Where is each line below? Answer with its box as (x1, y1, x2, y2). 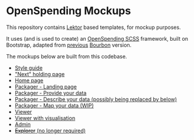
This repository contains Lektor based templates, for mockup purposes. (6, 24, 182, 31)
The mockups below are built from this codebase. (6, 53, 127, 60)
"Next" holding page (14, 70, 65, 77)
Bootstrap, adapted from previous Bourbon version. (6, 41, 132, 48)
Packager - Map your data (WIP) (14, 102, 94, 109)
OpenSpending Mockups (6, 4, 131, 18)
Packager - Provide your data (14, 89, 87, 96)
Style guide (14, 64, 43, 71)
